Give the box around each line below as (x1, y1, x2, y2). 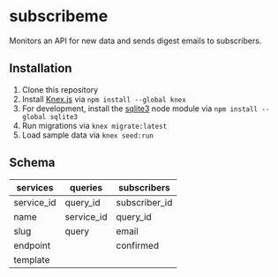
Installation (9, 61, 72, 76)
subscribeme (9, 6, 109, 26)
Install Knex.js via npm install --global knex (21, 94, 187, 104)
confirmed (116, 239, 160, 251)
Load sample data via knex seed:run (21, 130, 154, 140)
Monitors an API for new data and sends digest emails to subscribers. (9, 35, 262, 46)
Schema (9, 155, 56, 170)
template (13, 253, 50, 266)
